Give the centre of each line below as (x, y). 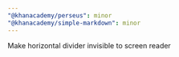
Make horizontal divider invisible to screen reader (89, 45)
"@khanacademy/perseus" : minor (60, 15)
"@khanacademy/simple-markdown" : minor (74, 23)
